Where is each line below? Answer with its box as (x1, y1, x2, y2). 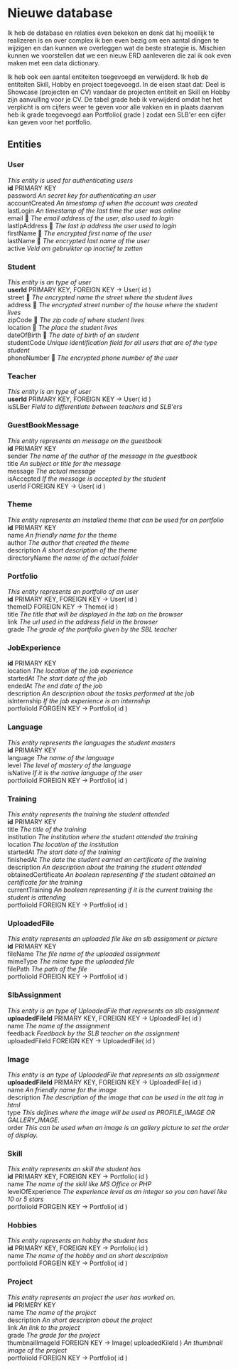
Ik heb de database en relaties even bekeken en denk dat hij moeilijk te (7, 28, 215, 37)
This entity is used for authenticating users (7, 176, 134, 184)
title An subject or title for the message (7, 459, 121, 467)
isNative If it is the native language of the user (7, 768, 143, 777)
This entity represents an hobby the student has (7, 1236, 148, 1245)
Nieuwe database (7, 5, 113, 21)
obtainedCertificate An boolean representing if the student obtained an (7, 870, 215, 879)
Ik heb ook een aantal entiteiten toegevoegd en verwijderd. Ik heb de (7, 73, 209, 81)
